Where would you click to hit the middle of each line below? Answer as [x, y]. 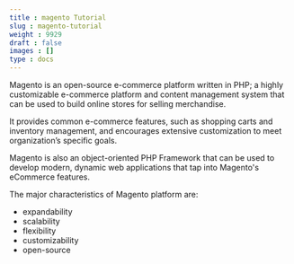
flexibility [39, 231]
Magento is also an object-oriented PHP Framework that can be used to [142, 158]
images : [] [31, 51]
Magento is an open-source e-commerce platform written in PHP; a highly [147, 85]
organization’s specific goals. [63, 141]
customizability [50, 240]
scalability [41, 221]
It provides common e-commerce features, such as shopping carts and [141, 121]
